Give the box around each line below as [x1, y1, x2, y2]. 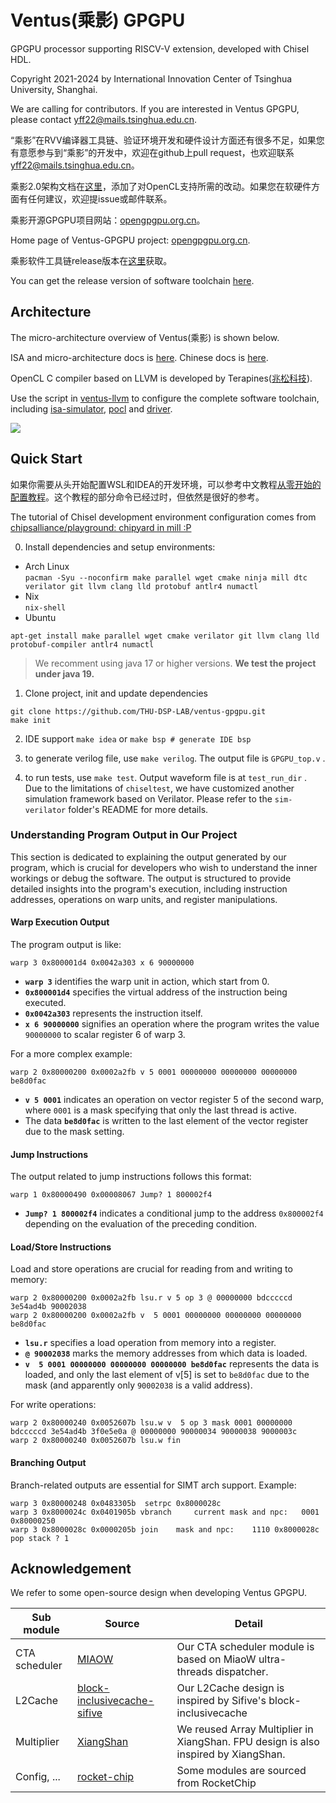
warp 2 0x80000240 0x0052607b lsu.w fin [10, 1436, 182, 1446]
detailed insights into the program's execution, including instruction [10, 882, 288, 895]
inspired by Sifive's [176, 1694, 267, 1708]
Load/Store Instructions [10, 1241, 112, 1253]
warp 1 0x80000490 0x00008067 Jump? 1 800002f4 [10, 1190, 213, 1200]
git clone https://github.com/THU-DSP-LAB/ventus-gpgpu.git [10, 706, 267, 716]
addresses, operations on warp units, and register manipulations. [10, 893, 278, 905]
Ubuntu [24, 611, 57, 623]
